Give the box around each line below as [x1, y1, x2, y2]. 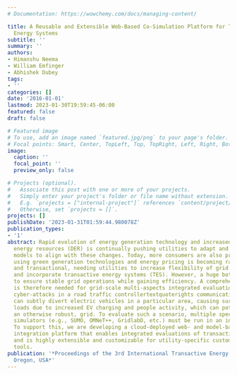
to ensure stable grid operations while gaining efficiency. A [13, 278, 203, 285]
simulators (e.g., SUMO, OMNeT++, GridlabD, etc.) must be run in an [13, 317, 222, 324]
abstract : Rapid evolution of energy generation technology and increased [7, 238, 232, 245]
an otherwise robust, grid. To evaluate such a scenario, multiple [13, 311, 217, 318]
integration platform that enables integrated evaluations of [13, 331, 200, 338]
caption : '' [13, 154, 49, 161]
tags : [7, 75, 23, 82]
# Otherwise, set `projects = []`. [7, 206, 119, 213]
